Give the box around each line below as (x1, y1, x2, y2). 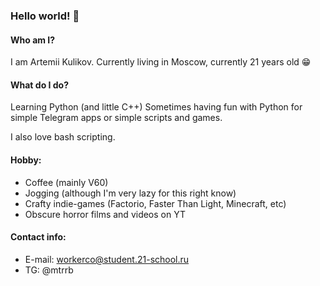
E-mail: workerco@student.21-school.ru (24, 253, 190, 265)
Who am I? (10, 34, 56, 46)
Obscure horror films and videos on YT (24, 208, 187, 220)
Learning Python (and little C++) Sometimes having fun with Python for (10, 101, 303, 113)
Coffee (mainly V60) (24, 176, 109, 188)
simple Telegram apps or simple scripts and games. (10, 112, 223, 124)
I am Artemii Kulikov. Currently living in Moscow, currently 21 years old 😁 (10, 56, 312, 68)
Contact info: (10, 231, 67, 243)
